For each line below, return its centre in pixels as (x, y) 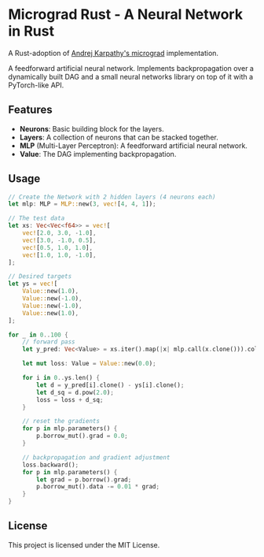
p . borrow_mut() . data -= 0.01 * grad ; (98, 487)
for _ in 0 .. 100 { (38, 335)
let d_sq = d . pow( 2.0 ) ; (75, 392)
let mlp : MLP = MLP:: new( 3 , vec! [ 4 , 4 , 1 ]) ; (82, 204)
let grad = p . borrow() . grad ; (84, 479)
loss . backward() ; (51, 465)
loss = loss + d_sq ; (70, 399)
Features (30, 110)
